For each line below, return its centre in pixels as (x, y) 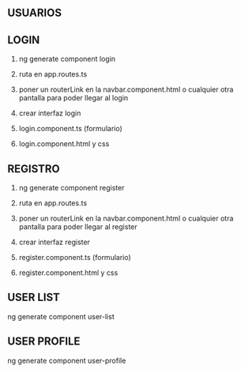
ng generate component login (67, 59)
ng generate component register (72, 188)
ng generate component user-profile (67, 360)
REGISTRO (34, 169)
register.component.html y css (68, 273)
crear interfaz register (54, 242)
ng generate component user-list (61, 316)
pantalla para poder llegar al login (73, 98)
